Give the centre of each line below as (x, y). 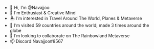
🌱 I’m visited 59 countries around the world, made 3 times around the (79, 25)
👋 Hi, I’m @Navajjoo (30, 8)
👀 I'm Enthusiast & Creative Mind (43, 13)
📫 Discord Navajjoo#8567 (36, 41)
